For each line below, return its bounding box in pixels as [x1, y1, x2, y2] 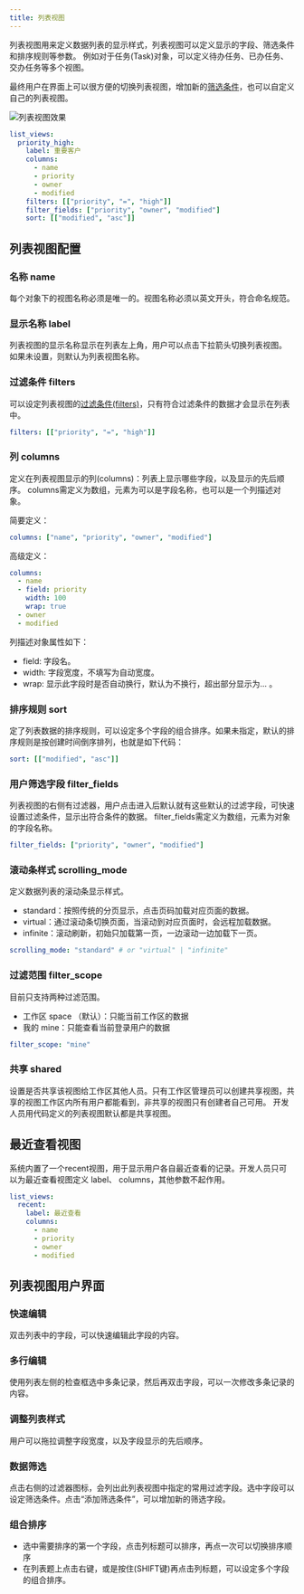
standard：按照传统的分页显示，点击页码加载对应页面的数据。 [22, 906, 255, 916]
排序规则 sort [9, 703, 68, 716]
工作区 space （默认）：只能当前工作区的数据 [22, 1010, 189, 1021]
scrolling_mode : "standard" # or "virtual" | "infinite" [9, 946, 229, 955]
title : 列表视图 [9, 13, 65, 23]
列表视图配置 [9, 241, 81, 256]
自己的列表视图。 [9, 92, 73, 103]
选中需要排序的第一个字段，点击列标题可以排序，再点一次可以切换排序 [22, 1541, 285, 1551]
